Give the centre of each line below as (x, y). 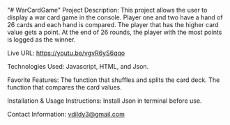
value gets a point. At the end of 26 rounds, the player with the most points (115, 32)
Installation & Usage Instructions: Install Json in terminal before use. (105, 101)
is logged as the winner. (41, 40)
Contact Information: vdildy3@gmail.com (66, 114)
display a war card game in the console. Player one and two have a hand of (115, 17)
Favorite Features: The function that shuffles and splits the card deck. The (114, 80)
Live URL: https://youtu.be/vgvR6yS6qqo (66, 53)
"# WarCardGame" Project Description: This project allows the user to (107, 10)
